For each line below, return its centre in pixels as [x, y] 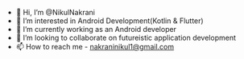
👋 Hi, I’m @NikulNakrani [55, 12]
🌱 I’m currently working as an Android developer [96, 29]
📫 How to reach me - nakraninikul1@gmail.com [95, 47]
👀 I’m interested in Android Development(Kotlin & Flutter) [110, 21]
